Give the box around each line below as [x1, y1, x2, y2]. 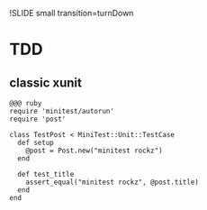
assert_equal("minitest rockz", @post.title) [25, 178, 200, 187]
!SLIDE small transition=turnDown [9, 8, 134, 18]
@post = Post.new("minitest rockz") [25, 146, 164, 155]
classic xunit [9, 75, 83, 90]
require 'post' [9, 114, 67, 123]
